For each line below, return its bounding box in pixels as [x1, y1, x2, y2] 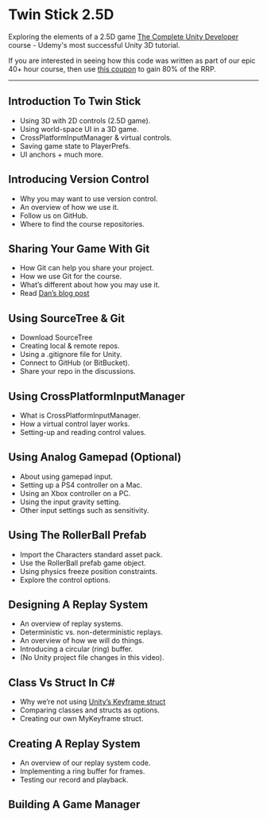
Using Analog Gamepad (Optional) [8, 451, 182, 464]
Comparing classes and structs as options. [19, 705, 161, 715]
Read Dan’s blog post [19, 289, 90, 298]
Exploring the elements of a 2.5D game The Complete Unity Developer [8, 32, 239, 41]
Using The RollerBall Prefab [8, 529, 147, 542]
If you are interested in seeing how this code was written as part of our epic [8, 56, 256, 65]
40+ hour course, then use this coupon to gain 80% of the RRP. [8, 64, 217, 73]
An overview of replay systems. [19, 619, 123, 629]
